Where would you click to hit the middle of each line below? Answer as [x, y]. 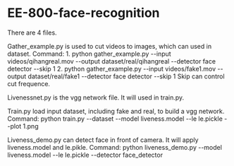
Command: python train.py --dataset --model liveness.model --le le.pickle [115, 119]
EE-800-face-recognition [84, 13]
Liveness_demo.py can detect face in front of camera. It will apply [103, 140]
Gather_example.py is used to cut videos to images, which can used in [110, 46]
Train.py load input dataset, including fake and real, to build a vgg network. [116, 111]
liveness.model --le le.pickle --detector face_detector [85, 155]
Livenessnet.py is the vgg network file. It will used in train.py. [96, 97]
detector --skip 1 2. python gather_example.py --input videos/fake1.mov [112, 69]
